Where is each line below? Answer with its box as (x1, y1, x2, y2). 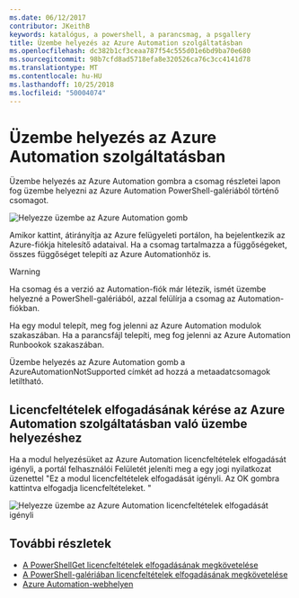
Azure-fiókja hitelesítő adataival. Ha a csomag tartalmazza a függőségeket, (9, 239, 287, 250)
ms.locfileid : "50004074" (9, 88, 106, 97)
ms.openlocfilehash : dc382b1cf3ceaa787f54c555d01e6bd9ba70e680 (9, 47, 251, 56)
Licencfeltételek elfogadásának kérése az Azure (9, 402, 286, 417)
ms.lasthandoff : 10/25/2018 (9, 80, 115, 89)
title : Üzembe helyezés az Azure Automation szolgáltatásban (9, 38, 243, 48)
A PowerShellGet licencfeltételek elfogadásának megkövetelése (22, 559, 259, 571)
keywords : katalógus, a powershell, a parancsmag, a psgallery (9, 30, 251, 39)
